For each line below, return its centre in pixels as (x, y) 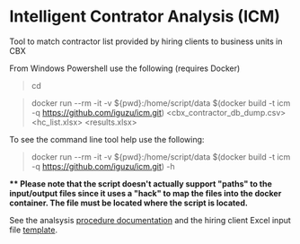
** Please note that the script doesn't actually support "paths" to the (141, 183)
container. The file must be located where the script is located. (129, 203)
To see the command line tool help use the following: (107, 139)
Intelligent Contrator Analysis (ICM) (145, 17)
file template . (34, 230)
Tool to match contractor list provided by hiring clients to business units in (146, 41)
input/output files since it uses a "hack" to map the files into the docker (146, 193)
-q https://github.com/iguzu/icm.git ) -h (103, 166)
